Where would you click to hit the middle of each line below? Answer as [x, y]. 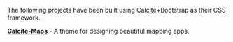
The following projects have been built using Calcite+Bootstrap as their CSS [116, 10]
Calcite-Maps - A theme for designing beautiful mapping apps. [98, 31]
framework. [24, 17]
